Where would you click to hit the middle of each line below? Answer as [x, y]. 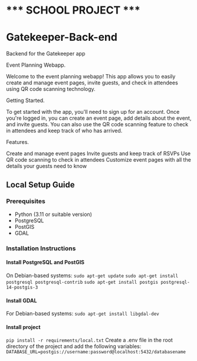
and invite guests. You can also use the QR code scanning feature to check [97, 124]
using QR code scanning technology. [51, 89]
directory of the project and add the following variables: [74, 346]
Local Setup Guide [40, 184]
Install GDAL [22, 300]
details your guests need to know [47, 166]
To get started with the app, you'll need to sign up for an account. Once [93, 112]
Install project [23, 327]
